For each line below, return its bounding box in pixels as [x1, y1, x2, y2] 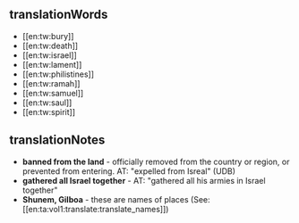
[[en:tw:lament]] [21, 59, 82, 70]
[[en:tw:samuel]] [21, 87, 84, 98]
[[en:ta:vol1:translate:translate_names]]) [21, 203, 169, 214]
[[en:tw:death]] [21, 40, 79, 51]
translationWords [9, 7, 108, 22]
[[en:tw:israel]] [21, 49, 78, 61]
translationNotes [9, 133, 106, 148]
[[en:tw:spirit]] [21, 106, 76, 117]
